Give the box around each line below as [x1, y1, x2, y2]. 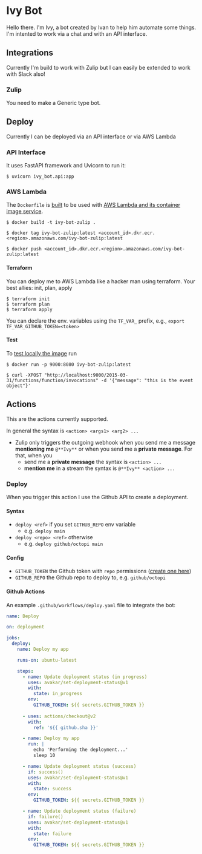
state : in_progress [33, 691, 83, 697]
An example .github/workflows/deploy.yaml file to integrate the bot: [6, 601, 175, 608]
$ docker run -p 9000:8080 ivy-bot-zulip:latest [6, 361, 131, 368]
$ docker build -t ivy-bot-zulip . [6, 220, 96, 226]
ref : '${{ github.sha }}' [33, 724, 99, 731]
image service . [6, 207, 44, 215]
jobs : [6, 635, 20, 641]
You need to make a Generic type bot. [6, 99, 101, 107]
